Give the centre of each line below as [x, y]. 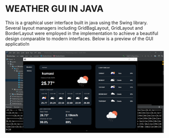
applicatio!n [17, 44]
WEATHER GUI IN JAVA [55, 9]
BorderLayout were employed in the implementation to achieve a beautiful [82, 33]
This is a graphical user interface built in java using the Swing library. [76, 23]
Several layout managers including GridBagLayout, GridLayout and [74, 28]
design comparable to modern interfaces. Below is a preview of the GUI [79, 39]
